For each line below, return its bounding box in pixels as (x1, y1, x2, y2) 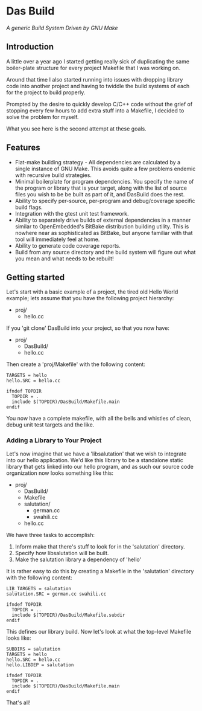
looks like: (6, 634, 31, 642)
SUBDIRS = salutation (6, 646, 61, 652)
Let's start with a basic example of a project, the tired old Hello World (6, 288, 178, 295)
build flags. (14, 204, 43, 211)
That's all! (6, 699, 31, 706)
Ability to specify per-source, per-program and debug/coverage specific (14, 197, 195, 204)
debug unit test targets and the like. (6, 421, 95, 428)
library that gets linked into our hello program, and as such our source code (6, 463, 194, 470)
